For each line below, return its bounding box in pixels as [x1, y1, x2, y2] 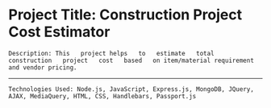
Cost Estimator [8, 23, 110, 41]
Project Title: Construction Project [8, 6, 243, 24]
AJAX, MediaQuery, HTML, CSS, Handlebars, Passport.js [8, 92, 197, 100]
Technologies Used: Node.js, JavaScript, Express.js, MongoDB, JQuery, [8, 85, 254, 93]
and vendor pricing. [8, 63, 78, 72]
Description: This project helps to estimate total [8, 49, 215, 57]
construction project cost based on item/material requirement [8, 56, 254, 64]
